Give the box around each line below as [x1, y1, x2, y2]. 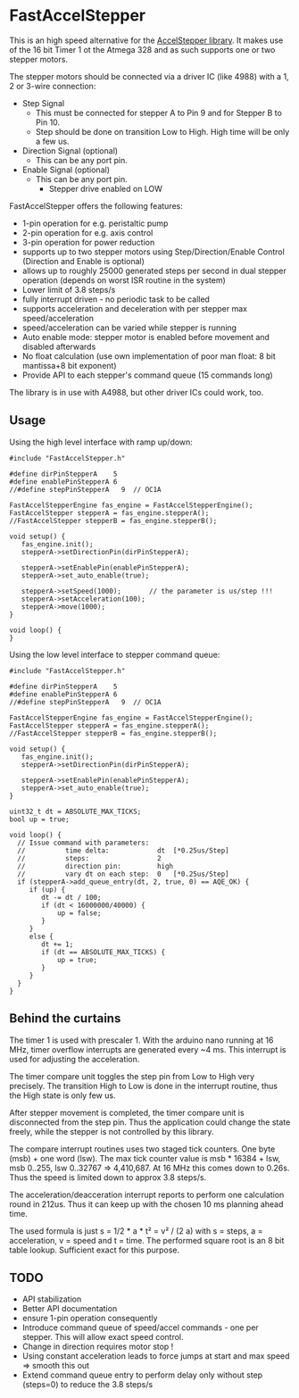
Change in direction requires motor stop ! [21, 1341, 174, 1352]
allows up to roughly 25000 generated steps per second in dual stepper [21, 265, 287, 276]
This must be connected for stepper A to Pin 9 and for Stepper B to [35, 107, 283, 118]
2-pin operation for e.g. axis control [21, 227, 154, 237]
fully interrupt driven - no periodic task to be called [21, 294, 210, 304]
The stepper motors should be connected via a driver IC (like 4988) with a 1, [9, 71, 289, 81]
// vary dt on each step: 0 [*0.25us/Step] [17, 870, 229, 878]
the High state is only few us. [9, 1090, 116, 1101]
